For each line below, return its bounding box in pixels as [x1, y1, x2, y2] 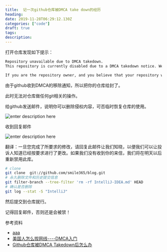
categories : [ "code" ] [5, 21, 50, 26]
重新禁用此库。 [5, 156, 36, 162]
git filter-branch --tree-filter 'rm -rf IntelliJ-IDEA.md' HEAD [5, 180, 143, 185]
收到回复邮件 [5, 124, 31, 129]
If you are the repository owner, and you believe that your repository [5, 72, 159, 77]
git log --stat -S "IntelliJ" [5, 189, 68, 194]
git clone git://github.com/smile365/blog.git [5, 171, 106, 176]
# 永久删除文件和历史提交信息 [5, 175, 58, 180]
